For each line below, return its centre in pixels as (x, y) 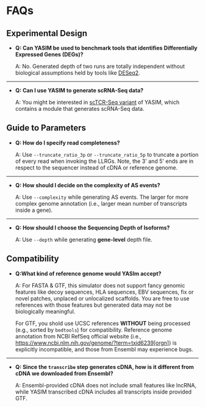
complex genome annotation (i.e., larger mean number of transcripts (101, 203)
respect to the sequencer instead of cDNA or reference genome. (96, 167)
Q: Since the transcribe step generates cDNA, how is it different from (104, 367)
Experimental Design (47, 33)
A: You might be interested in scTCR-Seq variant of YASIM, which (97, 102)
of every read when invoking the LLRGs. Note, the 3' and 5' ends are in (104, 161)
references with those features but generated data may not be (93, 305)
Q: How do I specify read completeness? (67, 143)
